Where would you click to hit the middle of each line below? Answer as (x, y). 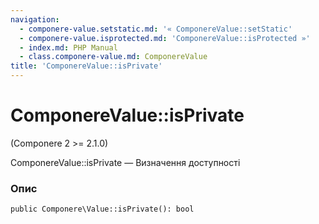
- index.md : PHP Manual (68, 47)
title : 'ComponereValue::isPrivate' (86, 66)
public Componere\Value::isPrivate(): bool (102, 209)
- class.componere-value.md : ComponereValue (113, 57)
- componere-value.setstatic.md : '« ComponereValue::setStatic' (156, 29)
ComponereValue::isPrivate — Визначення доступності (125, 162)
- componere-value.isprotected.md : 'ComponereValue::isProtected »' (165, 38)
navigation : (35, 19)
